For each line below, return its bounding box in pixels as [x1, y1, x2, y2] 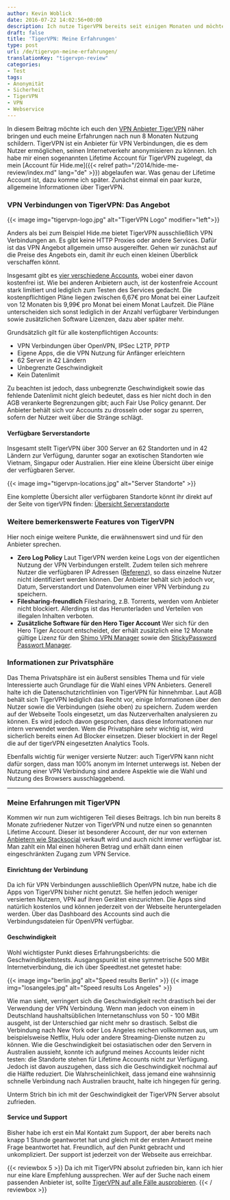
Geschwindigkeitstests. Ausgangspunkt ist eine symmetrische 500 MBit [7, 955, 209, 964]
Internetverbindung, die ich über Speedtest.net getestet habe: [7, 963, 182, 971]
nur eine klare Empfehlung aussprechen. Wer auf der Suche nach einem [7, 1170, 210, 1179]
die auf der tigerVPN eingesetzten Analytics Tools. [7, 739, 149, 747]
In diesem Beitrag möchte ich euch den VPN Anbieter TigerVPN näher [7, 124, 204, 132]
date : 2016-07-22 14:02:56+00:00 [7, 16, 103, 23]
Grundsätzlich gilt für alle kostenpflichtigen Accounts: [7, 329, 159, 337]
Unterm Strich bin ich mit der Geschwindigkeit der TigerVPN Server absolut [7, 1090, 220, 1098]
